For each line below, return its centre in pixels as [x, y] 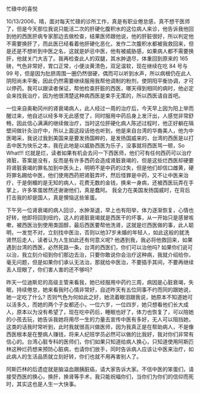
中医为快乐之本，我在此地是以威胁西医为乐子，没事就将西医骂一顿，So [98, 145]
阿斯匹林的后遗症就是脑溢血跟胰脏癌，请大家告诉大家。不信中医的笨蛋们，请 [100, 369]
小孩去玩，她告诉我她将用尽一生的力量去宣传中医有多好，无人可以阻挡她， [102, 319]
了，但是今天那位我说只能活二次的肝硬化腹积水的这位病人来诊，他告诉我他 [97, 29]
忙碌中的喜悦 [22, 9]
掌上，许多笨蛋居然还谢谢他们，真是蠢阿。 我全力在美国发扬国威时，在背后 [98, 190]
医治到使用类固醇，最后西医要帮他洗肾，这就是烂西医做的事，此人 [107, 225]
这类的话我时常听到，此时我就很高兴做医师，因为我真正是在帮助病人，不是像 [100, 327]
